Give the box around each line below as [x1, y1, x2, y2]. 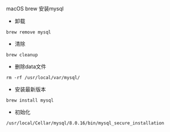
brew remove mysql [6, 29, 51, 35]
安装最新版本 [14, 86, 46, 93]
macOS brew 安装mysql [6, 5, 64, 12]
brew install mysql [6, 97, 54, 103]
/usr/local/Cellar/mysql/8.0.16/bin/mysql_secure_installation [6, 120, 165, 126]
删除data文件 [14, 63, 46, 70]
